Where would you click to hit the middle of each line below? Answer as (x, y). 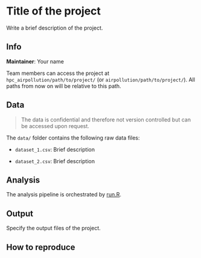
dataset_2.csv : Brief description (55, 161)
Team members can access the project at (58, 73)
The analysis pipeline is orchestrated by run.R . (64, 195)
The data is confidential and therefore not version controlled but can (106, 120)
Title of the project (54, 11)
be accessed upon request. (55, 126)
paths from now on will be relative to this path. (64, 86)
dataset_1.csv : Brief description (55, 149)
